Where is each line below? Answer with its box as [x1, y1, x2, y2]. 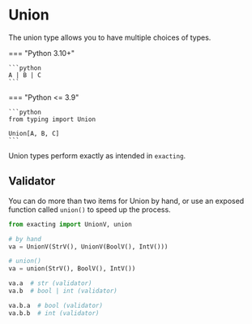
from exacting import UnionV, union [8, 220, 132, 228]
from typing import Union [8, 115, 96, 123]
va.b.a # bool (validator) [8, 301, 104, 309]
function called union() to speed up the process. [8, 205, 172, 214]
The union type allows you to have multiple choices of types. [8, 32, 211, 42]
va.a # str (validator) [8, 279, 92, 287]
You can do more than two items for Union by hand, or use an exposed [8, 196, 245, 205]
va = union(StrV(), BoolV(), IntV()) [8, 265, 136, 273]
